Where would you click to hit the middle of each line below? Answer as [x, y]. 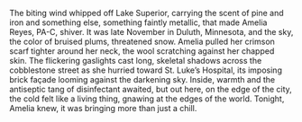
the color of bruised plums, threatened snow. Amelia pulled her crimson [142, 41]
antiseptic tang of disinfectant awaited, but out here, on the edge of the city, [151, 89]
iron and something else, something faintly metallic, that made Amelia [138, 22]
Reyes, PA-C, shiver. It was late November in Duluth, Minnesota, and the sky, [151, 32]
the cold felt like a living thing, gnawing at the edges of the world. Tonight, [147, 99]
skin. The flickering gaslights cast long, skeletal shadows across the [136, 61]
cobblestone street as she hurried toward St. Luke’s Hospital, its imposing [146, 70]
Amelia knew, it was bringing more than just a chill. [103, 108]
